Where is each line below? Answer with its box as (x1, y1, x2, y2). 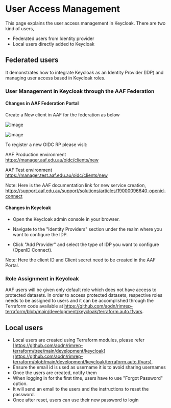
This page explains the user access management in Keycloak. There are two (5, 20, 166, 26)
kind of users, (5, 25, 34, 31)
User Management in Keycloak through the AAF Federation (5, 88, 155, 95)
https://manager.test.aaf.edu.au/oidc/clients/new (5, 172, 108, 178)
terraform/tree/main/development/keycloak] (12, 348, 106, 354)
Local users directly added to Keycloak (12, 40, 95, 47)
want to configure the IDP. (12, 232, 68, 238)
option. (12, 380, 28, 387)
